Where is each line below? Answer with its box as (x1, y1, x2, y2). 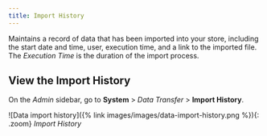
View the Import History (8, 74, 131, 88)
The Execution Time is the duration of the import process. (8, 50, 199, 60)
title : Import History (8, 11, 84, 20)
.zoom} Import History (8, 119, 82, 129)
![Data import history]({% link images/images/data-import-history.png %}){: (8, 110, 260, 120)
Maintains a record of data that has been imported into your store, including (8, 34, 259, 43)
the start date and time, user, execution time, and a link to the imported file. (8, 42, 257, 52)
